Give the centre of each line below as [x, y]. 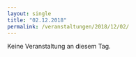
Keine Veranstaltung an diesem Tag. [59, 47]
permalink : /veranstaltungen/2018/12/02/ [68, 26]
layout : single [29, 14]
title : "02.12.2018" [37, 20]
